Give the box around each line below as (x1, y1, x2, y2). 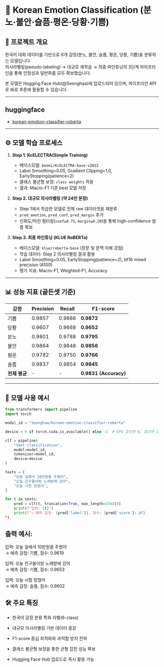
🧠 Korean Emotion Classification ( (5, 4, 144, 16)
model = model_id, (14, 447, 47, 452)
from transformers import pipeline (5, 407, 78, 412)
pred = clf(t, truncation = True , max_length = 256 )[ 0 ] (14, 501, 121, 506)
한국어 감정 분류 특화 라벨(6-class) (12, 615, 79, 620)
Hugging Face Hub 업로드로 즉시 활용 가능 (12, 656, 94, 662)
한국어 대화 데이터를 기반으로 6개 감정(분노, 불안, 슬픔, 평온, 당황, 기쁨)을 (5, 52, 143, 57)
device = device (14, 456, 42, 461)
